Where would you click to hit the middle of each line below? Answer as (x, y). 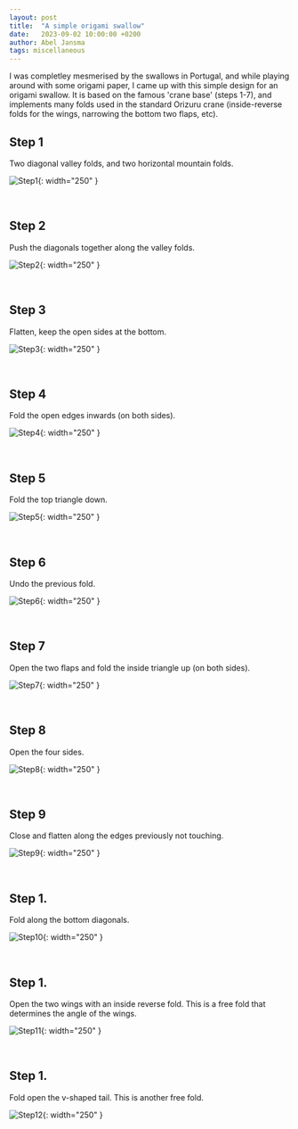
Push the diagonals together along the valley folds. (102, 247)
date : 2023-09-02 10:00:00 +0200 (75, 34)
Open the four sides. (47, 752)
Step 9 (28, 815)
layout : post (33, 17)
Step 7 (28, 646)
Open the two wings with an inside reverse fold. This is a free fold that (137, 1004)
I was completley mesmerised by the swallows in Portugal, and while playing (149, 76)
